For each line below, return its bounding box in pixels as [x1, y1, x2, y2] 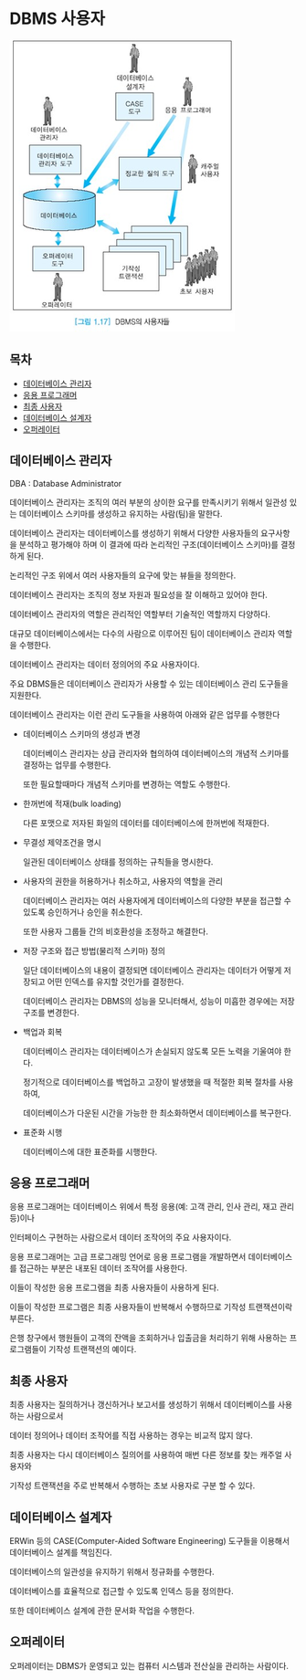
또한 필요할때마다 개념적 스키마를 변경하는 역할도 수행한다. [22, 778, 231, 790]
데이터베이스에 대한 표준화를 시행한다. [22, 1146, 158, 1157]
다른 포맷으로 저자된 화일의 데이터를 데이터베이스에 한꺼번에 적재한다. [22, 817, 269, 828]
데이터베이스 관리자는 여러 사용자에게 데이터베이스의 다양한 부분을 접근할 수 [22, 895, 292, 906]
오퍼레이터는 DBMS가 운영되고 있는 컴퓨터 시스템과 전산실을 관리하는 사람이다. [9, 1660, 290, 1671]
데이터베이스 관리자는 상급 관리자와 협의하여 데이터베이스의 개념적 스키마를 [22, 748, 290, 759]
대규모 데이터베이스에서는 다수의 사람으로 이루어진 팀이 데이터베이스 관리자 [9, 627, 276, 639]
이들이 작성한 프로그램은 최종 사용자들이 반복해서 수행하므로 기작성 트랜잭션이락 [9, 1302, 293, 1313]
